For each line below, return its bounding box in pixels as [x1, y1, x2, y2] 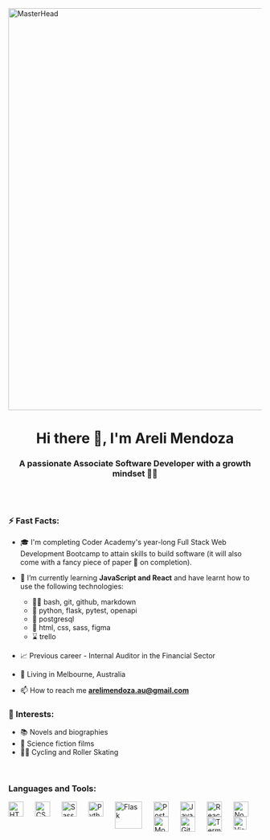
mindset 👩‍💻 [112, 468, 158, 479]
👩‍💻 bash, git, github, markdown [31, 596, 137, 606]
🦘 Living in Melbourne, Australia [19, 669, 126, 678]
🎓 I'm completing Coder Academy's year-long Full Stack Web [19, 537, 227, 547]
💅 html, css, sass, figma [31, 622, 111, 632]
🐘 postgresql [31, 614, 75, 624]
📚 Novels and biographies [19, 727, 108, 737]
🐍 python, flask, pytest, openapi [31, 605, 138, 615]
